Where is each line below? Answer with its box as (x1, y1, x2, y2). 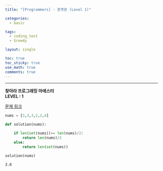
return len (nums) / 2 (22, 135, 62, 140)
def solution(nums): (5, 122, 47, 127)
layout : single (5, 47, 36, 52)
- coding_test (9, 34, 38, 39)
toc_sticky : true (5, 60, 40, 65)
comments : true (5, 69, 36, 75)
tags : (5, 29, 16, 34)
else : (14, 140, 25, 145)
